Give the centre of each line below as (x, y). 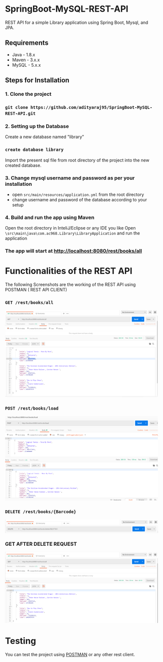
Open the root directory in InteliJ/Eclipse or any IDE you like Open (70, 228)
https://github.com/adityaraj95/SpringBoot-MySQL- (91, 107)
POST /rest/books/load (32, 408)
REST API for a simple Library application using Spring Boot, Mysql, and (77, 22)
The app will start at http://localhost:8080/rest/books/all (73, 251)
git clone (16, 107)
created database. (23, 165)
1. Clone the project (28, 94)
